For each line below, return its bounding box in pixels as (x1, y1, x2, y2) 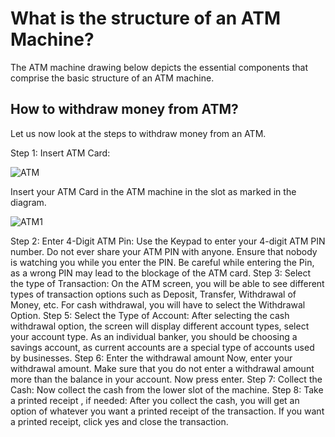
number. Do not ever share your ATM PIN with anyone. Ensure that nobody (10, 245, 318, 257)
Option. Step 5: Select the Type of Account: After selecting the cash (10, 309, 290, 321)
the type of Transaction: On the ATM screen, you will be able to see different (10, 277, 325, 289)
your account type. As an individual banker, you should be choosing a (10, 330, 298, 342)
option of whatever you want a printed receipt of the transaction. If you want (10, 405, 325, 417)
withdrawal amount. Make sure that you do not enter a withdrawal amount (10, 362, 315, 374)
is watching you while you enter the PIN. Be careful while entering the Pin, (10, 256, 315, 268)
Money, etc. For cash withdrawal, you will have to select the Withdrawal (10, 298, 306, 311)
